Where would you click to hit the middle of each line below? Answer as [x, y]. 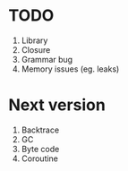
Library [34, 40]
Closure [36, 49]
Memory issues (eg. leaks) [70, 69]
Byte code [40, 149]
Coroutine [40, 158]
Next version [57, 105]
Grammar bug [47, 59]
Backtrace [40, 130]
